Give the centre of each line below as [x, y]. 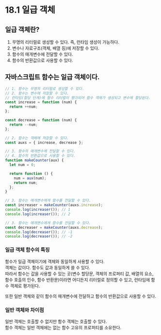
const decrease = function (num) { [41, 120]
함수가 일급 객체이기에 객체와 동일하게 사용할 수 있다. [55, 261]
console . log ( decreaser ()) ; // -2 [39, 237]
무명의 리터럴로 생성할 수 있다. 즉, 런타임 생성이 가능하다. [66, 42]
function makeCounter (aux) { [34, 160]
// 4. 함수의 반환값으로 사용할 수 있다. [40, 156]
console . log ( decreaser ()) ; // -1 [39, 232]
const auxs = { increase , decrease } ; [44, 142]
